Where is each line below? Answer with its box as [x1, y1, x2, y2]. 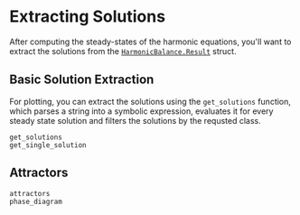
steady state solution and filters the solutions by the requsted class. [9, 115, 261, 126]
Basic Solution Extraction [9, 72, 155, 88]
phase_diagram [9, 197, 63, 206]
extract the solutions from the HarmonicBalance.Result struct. [9, 45, 237, 56]
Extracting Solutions [9, 6, 165, 27]
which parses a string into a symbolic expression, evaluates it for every [9, 106, 274, 117]
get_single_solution [9, 140, 88, 150]
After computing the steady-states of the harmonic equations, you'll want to [9, 36, 292, 47]
